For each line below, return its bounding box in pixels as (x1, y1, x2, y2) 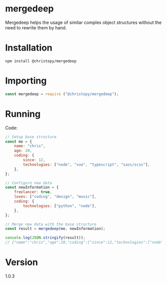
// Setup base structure (5, 134, 57, 139)
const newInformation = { (5, 185, 59, 190)
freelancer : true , (14, 189, 52, 194)
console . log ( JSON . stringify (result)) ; (5, 235, 85, 240)
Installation (5, 42, 53, 54)
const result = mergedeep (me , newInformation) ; (5, 226, 106, 231)
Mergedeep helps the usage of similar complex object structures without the (5, 19, 162, 25)
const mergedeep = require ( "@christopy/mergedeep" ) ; (5, 92, 119, 96)
